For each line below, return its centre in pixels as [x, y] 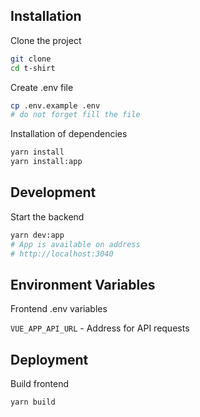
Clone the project [46, 40]
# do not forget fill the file [75, 115]
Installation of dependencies [69, 134]
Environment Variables [83, 284]
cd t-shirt [33, 68]
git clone [31, 59]
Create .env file [42, 87]
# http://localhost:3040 [62, 254]
